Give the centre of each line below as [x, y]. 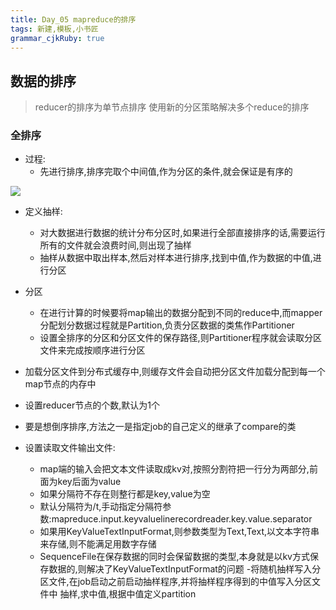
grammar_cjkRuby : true [57, 38]
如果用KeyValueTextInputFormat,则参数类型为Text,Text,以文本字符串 [179, 532]
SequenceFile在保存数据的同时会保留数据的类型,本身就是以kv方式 [174, 557]
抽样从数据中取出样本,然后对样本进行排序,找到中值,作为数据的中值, [176, 258]
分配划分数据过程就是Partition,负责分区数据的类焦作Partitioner [167, 325]
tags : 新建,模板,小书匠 [54, 29]
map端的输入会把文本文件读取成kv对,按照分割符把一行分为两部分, [174, 469]
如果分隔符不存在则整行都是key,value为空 [125, 494]
